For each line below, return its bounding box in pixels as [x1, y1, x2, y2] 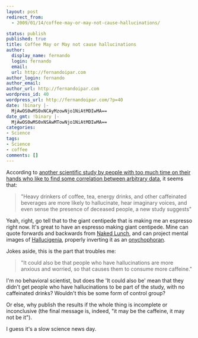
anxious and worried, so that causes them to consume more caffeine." [20, 265, 193, 273]
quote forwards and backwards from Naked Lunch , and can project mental [6, 230, 189, 237]
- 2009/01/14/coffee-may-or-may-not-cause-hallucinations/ [11, 20, 161, 26]
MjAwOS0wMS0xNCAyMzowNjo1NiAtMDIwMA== [11, 108, 108, 114]
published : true [6, 36, 46, 42]
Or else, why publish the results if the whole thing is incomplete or [6, 301, 168, 308]
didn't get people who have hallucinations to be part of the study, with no [6, 283, 185, 290]
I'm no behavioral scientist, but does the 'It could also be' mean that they [6, 277, 184, 284]
